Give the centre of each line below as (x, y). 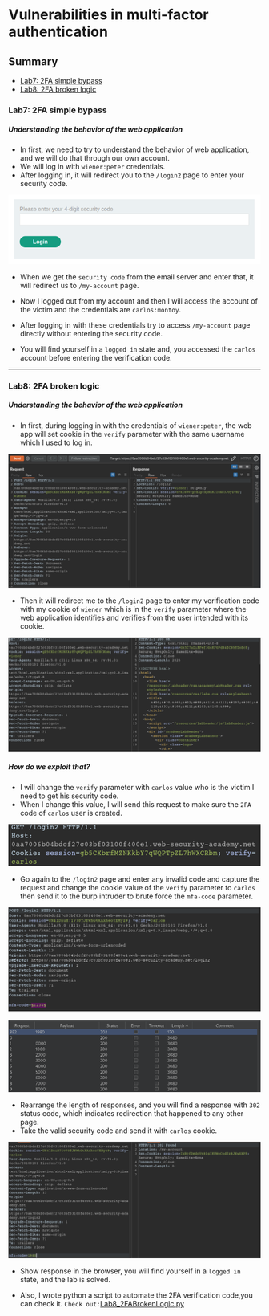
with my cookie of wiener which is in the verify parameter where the (133, 609)
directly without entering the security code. (91, 333)
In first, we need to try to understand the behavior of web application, (134, 149)
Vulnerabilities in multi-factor (109, 15)
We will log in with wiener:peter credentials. (92, 166)
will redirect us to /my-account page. (79, 285)
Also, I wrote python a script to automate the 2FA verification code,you (137, 1295)
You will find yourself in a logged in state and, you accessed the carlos (138, 349)
